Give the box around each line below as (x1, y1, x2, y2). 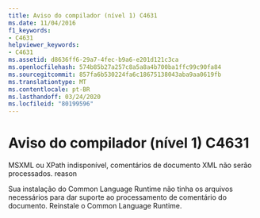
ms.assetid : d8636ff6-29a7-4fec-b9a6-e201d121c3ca (8, 56, 179, 64)
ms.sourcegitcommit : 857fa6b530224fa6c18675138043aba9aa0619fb (8, 71, 222, 78)
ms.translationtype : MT (8, 78, 87, 86)
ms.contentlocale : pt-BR (8, 85, 90, 94)
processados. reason (8, 169, 78, 178)
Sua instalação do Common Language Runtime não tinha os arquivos (8, 184, 234, 194)
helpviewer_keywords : (8, 41, 80, 49)
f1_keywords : (8, 26, 52, 34)
